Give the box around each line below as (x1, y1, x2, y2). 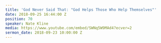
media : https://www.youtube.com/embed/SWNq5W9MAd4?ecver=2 (5, 26, 132, 31)
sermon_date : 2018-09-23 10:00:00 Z (5, 30, 82, 35)
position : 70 (5, 16, 33, 21)
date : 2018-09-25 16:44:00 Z (5, 12, 67, 17)
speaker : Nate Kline (5, 21, 49, 26)
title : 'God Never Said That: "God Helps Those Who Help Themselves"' (5, 7, 157, 12)
